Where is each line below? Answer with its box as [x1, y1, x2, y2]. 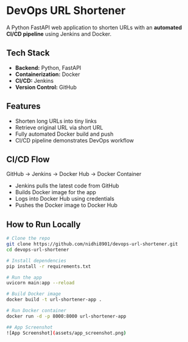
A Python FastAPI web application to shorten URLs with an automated [6, 24, 183, 31]
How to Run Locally [6, 219, 81, 229]
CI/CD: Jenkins [15, 77, 54, 84]
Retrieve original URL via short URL [15, 124, 103, 131]
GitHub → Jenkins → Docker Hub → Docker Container [6, 170, 142, 178]
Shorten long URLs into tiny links [15, 117, 97, 125]
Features [6, 101, 41, 111]
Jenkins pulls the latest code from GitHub [15, 182, 120, 189]
